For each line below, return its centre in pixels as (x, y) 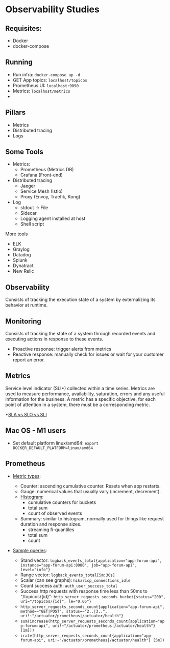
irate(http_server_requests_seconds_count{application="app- (87, 636)
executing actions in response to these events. (54, 339)
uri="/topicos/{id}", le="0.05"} (56, 601)
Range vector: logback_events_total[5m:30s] (68, 575)
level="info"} (35, 570)
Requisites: (24, 28)
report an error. (29, 360)
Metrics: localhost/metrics (41, 91)
